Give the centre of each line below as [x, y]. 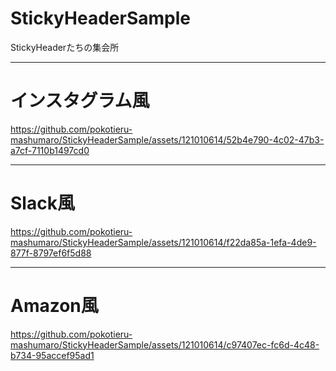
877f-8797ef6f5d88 [51, 253]
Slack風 [42, 203]
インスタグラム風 [80, 101]
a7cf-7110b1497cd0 [50, 150]
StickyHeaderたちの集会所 [65, 47]
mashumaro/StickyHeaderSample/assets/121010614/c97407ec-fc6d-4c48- [165, 344]
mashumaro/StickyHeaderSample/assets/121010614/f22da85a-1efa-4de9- [163, 242]
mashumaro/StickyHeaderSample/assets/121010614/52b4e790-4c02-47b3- [167, 139]
